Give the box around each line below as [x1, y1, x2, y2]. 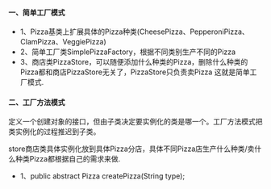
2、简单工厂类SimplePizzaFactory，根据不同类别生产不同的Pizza [19, 47, 236, 57]
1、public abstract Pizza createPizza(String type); [19, 171, 186, 181]
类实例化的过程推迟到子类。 [8, 127, 101, 136]
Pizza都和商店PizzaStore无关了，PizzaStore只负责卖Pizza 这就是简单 [19, 67, 250, 77]
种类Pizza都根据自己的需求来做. [15, 154, 121, 164]
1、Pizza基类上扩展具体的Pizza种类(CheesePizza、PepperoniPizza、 [19, 27, 250, 36]
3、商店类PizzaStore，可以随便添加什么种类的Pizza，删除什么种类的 [19, 57, 248, 67]
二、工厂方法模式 [8, 97, 65, 107]
